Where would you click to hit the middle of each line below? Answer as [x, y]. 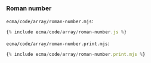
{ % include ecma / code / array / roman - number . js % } [67, 32]
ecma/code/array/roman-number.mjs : [50, 21]
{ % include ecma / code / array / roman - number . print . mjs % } [76, 55]
